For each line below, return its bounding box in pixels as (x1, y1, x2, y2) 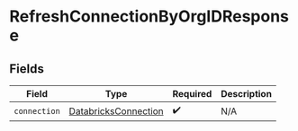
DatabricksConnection (68, 105, 164, 118)
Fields (9, 61, 45, 76)
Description (220, 88, 273, 100)
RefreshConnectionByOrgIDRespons (9, 6, 290, 27)
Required (172, 88, 212, 100)
